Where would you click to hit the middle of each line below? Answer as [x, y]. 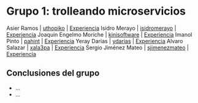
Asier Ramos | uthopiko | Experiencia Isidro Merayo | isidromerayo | [91, 28]
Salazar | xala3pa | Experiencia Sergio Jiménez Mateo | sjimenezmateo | [97, 48]
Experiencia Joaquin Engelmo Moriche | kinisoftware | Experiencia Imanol [99, 34]
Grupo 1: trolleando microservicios [96, 11]
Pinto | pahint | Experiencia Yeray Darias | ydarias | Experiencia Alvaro [95, 41]
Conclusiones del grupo [53, 73]
